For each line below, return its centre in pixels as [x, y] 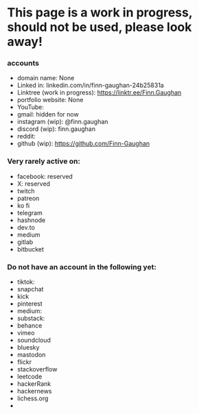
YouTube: [31, 107]
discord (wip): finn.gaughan [56, 129]
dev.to [26, 227]
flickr [24, 362]
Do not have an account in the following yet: [82, 267]
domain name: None [46, 78]
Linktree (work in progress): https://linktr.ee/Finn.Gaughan [99, 93]
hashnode [31, 220]
